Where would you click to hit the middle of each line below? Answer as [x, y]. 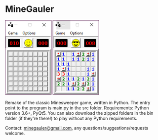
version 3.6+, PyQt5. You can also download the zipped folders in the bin [79, 113]
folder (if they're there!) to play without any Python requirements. [71, 118]
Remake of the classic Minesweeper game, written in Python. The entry [78, 102]
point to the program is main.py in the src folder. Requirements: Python [77, 108]
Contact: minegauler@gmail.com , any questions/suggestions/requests [77, 128]
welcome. [15, 133]
